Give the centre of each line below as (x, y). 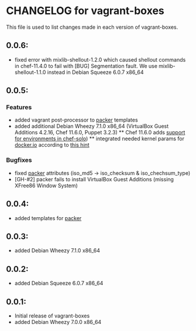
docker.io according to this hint (52, 145)
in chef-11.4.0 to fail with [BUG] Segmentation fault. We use (86, 66)
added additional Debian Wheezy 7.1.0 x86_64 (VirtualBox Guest (92, 126)
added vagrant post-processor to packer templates (76, 120)
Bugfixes (19, 160)
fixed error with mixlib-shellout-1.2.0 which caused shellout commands (100, 59)
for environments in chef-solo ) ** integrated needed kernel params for (99, 139)
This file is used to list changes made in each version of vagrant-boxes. (92, 27)
